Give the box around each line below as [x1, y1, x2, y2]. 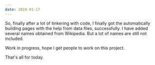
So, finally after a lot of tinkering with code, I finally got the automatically [5, 20, 151, 26]
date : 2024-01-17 [5, 7, 40, 12]
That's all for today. [5, 54, 44, 60]
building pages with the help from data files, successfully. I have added [5, 25, 148, 31]
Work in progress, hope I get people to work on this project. [5, 45, 125, 51]
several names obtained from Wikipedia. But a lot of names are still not [5, 30, 147, 36]
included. [5, 36, 24, 41]
